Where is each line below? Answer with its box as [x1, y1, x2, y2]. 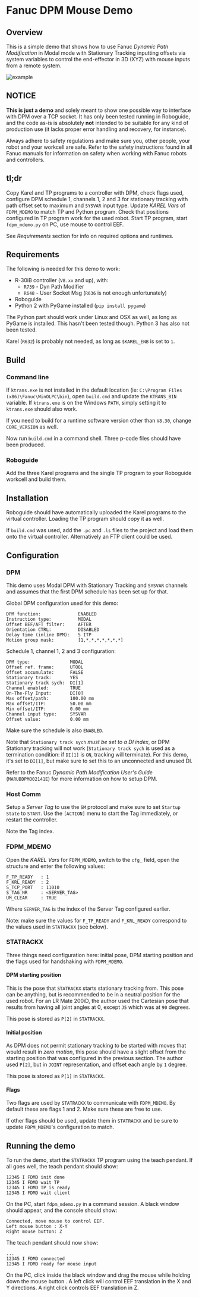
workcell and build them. [6, 476, 67, 483]
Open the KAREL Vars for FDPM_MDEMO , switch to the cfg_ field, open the [6, 856, 179, 863]
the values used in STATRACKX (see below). [6, 923, 108, 930]
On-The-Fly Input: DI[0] [6, 690, 84, 696]
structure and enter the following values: [6, 862, 106, 870]
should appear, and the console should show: [6, 1207, 118, 1214]
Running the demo [6, 1140, 76, 1151]
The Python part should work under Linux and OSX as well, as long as [6, 314, 177, 321]
